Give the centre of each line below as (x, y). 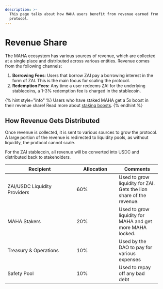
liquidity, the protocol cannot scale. (40, 143)
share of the (132, 196)
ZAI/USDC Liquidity (30, 186)
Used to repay (135, 268)
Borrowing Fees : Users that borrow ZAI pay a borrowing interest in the (83, 76)
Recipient (40, 169)
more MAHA (133, 228)
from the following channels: (33, 66)
